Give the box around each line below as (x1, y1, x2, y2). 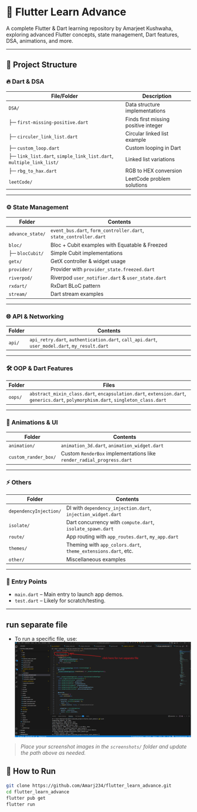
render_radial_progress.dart (60, 457, 133, 464)
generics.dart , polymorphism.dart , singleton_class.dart (29, 397, 167, 404)
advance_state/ (8, 231, 46, 237)
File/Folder (50, 92, 78, 99)
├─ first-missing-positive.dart (8, 119, 89, 126)
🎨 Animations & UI (6, 418, 58, 426)
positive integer (125, 122, 163, 129)
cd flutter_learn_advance (6, 788, 69, 795)
